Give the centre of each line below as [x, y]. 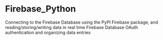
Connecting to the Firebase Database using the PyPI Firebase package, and [82, 22]
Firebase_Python [41, 9]
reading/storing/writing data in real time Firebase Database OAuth [72, 27]
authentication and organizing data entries [48, 32]
